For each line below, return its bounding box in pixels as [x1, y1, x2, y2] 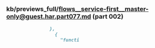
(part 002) [92, 12, 124, 20]
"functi [60, 37, 80, 43]
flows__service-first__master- [58, 5, 149, 13]
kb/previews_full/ [6, 5, 59, 13]
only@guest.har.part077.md [6, 12, 92, 20]
